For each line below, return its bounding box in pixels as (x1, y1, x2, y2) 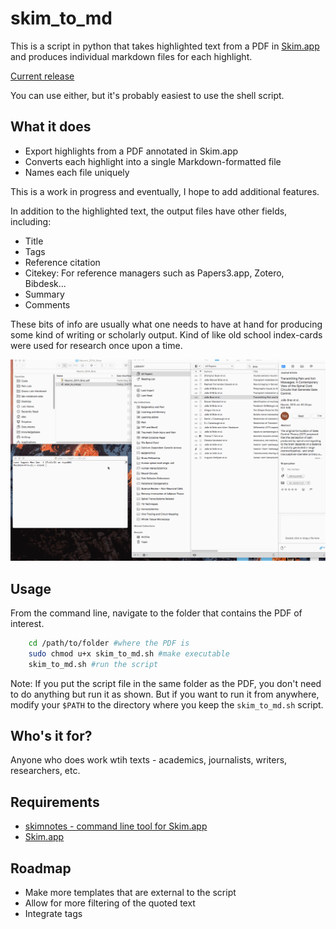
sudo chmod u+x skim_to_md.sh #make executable (28, 648, 230, 659)
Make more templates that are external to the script (24, 887, 237, 898)
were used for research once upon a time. (10, 339, 183, 351)
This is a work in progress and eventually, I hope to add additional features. (10, 185, 320, 197)
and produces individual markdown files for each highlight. (10, 50, 253, 62)
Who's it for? (10, 727, 93, 744)
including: (10, 215, 52, 227)
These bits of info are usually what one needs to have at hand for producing (10, 318, 323, 330)
